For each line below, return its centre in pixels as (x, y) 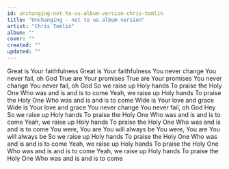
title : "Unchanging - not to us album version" (76, 20)
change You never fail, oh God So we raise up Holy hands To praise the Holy (114, 86)
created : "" (24, 45)
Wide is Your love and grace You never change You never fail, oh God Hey (111, 107)
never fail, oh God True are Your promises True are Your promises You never (114, 78)
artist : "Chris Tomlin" (41, 26)
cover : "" (21, 39)
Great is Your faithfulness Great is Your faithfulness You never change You (112, 71)
